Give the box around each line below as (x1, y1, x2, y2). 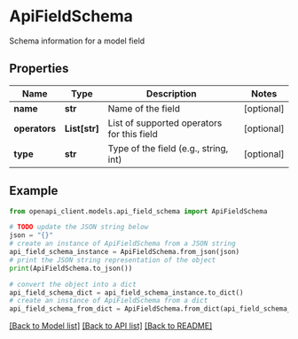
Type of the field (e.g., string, (107, 142, 229, 154)
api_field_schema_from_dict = (9, 304, 122, 313)
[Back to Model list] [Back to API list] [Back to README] (9, 320, 213, 331)
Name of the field (107, 102, 180, 114)
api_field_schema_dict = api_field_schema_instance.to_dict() (9, 288, 244, 297)
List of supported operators (107, 117, 223, 129)
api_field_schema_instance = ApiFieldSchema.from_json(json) (9, 248, 240, 257)
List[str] (65, 122, 100, 135)
